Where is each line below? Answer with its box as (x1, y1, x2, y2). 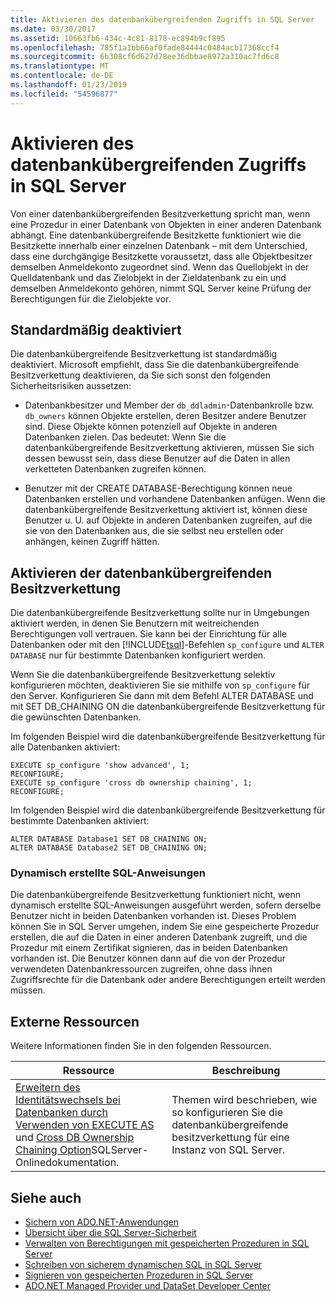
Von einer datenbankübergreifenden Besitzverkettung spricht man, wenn (10, 207, 311, 220)
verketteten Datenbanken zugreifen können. (24, 463, 207, 475)
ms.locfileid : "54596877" (10, 89, 118, 99)
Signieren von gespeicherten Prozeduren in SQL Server (24, 1269, 254, 1281)
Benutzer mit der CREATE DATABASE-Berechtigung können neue (24, 482, 293, 495)
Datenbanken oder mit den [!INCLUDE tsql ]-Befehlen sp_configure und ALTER (10, 639, 325, 651)
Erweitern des (15, 1081, 81, 1095)
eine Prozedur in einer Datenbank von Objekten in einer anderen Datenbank (10, 218, 322, 230)
